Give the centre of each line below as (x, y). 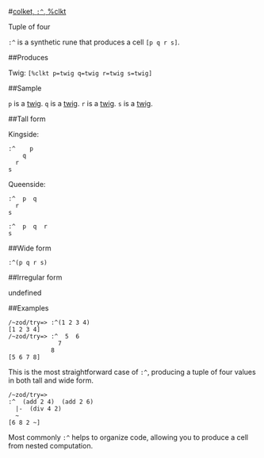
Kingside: (24, 134)
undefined (25, 293)
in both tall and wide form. (51, 380)
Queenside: (27, 184)
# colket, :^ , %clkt (37, 11)
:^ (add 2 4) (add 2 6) (51, 402)
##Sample (25, 88)
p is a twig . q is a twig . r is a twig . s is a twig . (80, 103)
